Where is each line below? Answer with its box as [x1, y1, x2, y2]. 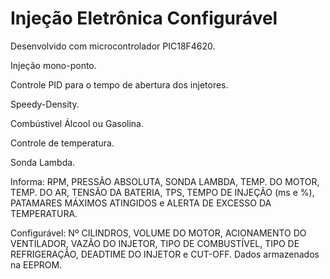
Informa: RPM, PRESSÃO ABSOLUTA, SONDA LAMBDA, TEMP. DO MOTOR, [10, 175, 320, 187]
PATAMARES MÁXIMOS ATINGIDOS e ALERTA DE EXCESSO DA [10, 197, 272, 209]
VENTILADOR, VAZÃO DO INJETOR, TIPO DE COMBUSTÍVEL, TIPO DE [10, 237, 300, 249]
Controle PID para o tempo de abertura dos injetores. [10, 78, 229, 91]
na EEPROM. [10, 258, 63, 271]
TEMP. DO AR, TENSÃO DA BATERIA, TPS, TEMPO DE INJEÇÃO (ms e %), [10, 186, 315, 198]
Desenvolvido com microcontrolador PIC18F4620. [10, 40, 216, 52]
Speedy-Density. [10, 98, 80, 110]
